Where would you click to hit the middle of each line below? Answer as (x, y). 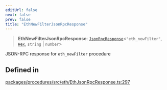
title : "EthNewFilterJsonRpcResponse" (46, 24)
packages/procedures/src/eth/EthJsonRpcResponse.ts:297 (68, 82)
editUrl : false (21, 10)
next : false (18, 15)
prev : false (18, 19)
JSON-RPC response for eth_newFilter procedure (58, 54)
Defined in (22, 70)
